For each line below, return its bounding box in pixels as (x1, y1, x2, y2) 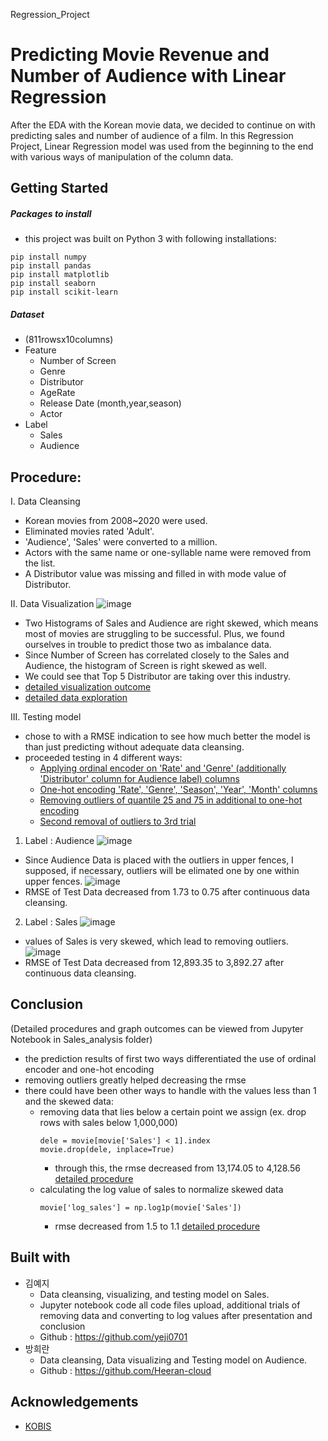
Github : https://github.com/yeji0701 (39, 1330, 188, 1343)
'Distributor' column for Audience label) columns (39, 773, 240, 785)
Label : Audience (24, 835, 95, 847)
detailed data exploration (24, 692, 128, 704)
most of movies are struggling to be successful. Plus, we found (24, 628, 285, 640)
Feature (24, 344, 57, 356)
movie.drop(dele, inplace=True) (39, 1144, 175, 1154)
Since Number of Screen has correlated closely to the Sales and (24, 649, 290, 661)
